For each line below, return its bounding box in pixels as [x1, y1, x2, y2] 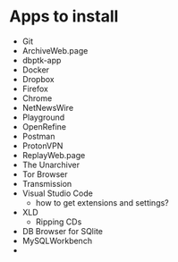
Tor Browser [21, 168, 68, 180]
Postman [21, 131, 55, 141]
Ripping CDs [35, 216, 82, 227]
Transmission [21, 178, 72, 189]
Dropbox [21, 73, 55, 84]
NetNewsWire [21, 102, 74, 113]
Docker [21, 64, 50, 75]
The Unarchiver [21, 159, 81, 170]
